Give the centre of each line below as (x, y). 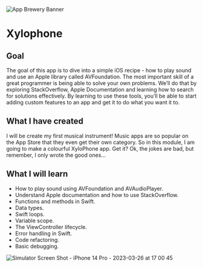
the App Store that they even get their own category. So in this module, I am (101, 142)
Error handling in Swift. (43, 233)
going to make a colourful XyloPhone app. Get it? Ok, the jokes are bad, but (100, 148)
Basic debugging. (37, 246)
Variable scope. (34, 221)
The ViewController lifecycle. (51, 227)
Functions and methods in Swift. (55, 201)
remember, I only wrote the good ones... (56, 155)
